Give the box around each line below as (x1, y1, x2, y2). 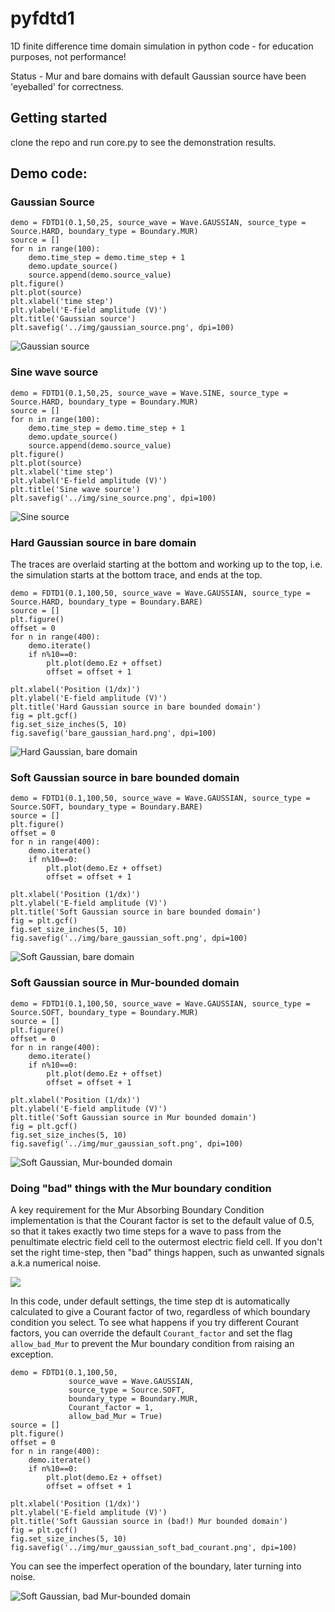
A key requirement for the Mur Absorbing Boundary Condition (10, 1203, 265, 1216)
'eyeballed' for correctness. (10, 80, 125, 92)
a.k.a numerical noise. (10, 1257, 102, 1269)
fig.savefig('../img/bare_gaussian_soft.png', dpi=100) (10, 933, 248, 944)
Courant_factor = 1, (68, 1402, 155, 1412)
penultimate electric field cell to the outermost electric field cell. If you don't (10, 1235, 323, 1247)
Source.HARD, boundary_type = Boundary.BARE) (10, 597, 203, 607)
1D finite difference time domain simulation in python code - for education (10, 40, 314, 52)
